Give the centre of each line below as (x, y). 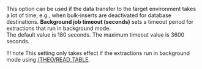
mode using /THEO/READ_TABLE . (48, 60)
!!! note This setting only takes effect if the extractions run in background (98, 53)
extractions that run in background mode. (59, 28)
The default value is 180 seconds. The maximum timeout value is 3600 (95, 35)
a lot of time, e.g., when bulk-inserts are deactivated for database (89, 15)
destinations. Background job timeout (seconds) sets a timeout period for (100, 22)
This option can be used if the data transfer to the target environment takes (101, 9)
